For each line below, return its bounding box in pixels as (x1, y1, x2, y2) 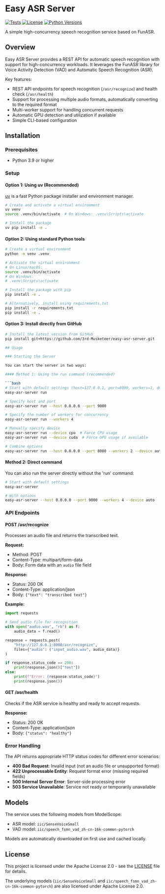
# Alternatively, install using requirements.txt (5, 301, 109, 306)
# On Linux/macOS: (5, 265, 43, 270)
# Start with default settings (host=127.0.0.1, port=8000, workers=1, (5, 385, 155, 390)
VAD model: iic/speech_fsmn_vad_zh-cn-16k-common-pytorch (12, 826, 134, 832)
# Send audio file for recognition (5, 620, 78, 625)
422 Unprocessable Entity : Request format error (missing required (12, 768, 148, 774)
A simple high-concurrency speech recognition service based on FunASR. (5, 29, 155, 35)
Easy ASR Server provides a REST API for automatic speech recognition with (5, 56, 160, 62)
